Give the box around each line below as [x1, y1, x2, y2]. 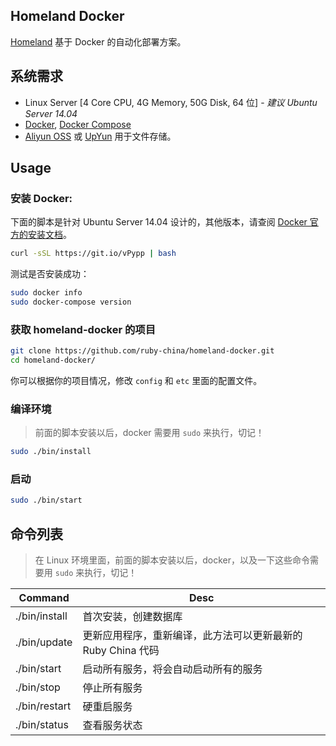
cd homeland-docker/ [10, 355, 97, 366]
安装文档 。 [27, 229, 72, 241]
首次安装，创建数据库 [82, 610, 183, 624]
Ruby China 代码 [82, 644, 160, 658]
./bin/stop [15, 680, 61, 694]
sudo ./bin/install [10, 447, 92, 457]
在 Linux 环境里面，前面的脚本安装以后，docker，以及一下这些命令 [34, 554, 310, 566]
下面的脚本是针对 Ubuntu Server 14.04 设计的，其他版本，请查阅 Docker [10, 216, 308, 228]
